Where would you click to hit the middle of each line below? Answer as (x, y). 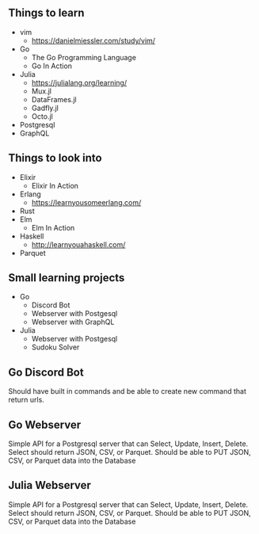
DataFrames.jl (54, 99)
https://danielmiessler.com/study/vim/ (93, 40)
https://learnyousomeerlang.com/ (86, 202)
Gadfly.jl (45, 108)
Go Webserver (45, 424)
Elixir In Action (55, 185)
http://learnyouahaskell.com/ (78, 244)
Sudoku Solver (55, 347)
